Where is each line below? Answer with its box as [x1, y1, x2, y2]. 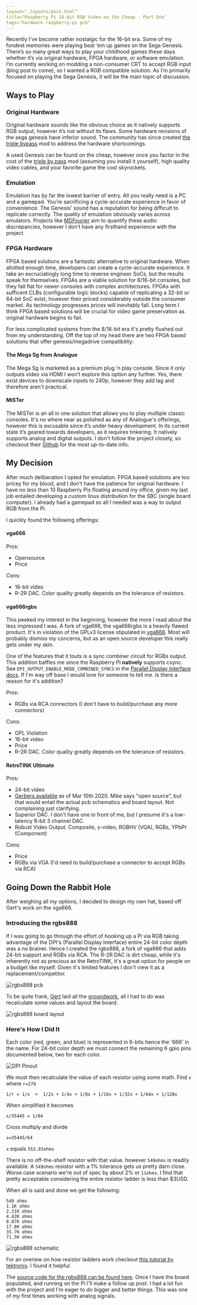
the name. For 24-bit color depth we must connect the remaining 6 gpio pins [6, 1044, 192, 1051]
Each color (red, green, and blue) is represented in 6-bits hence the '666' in [6, 1038, 189, 1045]
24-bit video [14, 786, 45, 793]
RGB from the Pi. [6, 504, 46, 512]
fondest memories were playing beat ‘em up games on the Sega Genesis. [6, 42, 183, 49]
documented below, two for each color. [6, 1051, 101, 1058]
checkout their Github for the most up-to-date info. [6, 441, 129, 448]
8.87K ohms [6, 1218, 33, 1224]
